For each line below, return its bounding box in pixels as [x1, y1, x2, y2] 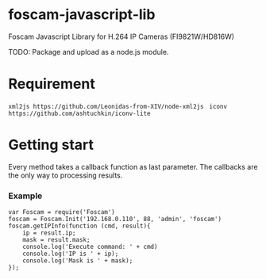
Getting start [8, 136, 94, 154]
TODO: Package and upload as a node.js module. [8, 47, 169, 56]
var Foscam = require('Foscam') [8, 208, 115, 216]
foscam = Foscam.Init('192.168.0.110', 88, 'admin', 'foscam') [8, 216, 222, 224]
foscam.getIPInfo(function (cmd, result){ [8, 222, 151, 231]
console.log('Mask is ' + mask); [22, 257, 133, 265]
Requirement [8, 75, 95, 93]
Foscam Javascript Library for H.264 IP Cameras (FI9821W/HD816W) [8, 32, 235, 41]
